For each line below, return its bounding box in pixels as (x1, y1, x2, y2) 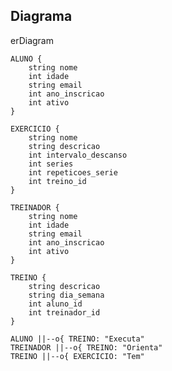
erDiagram (10, 34, 54, 46)
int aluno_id (28, 299, 83, 309)
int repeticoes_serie (28, 167, 118, 178)
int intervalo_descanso (28, 150, 128, 160)
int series (28, 159, 74, 169)
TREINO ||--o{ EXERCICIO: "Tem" (10, 351, 145, 361)
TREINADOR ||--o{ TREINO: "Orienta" (10, 342, 163, 353)
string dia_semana (28, 290, 105, 300)
